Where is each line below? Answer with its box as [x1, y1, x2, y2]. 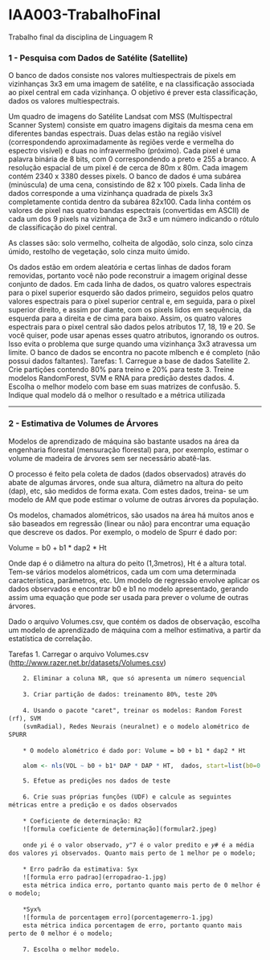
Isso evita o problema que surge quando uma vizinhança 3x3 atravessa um [8, 339, 257, 349]
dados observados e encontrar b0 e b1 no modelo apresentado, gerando [8, 584, 249, 594]
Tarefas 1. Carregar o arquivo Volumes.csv [8, 649, 149, 659]
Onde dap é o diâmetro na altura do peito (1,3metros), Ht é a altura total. [8, 558, 247, 568]
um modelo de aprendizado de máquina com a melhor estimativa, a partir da [8, 625, 261, 635]
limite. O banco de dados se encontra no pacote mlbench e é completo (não [8, 348, 260, 357]
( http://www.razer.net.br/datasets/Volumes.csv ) [8, 657, 166, 668]
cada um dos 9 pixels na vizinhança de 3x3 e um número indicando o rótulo [8, 214, 260, 224]
